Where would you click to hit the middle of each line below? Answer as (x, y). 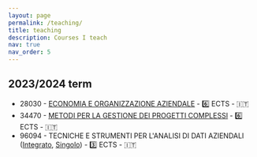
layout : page (30, 15)
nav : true (24, 45)
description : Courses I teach (58, 37)
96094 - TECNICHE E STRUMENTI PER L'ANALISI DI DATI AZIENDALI (132, 136)
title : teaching (35, 30)
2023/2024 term (50, 84)
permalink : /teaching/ (45, 23)
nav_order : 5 (30, 52)
